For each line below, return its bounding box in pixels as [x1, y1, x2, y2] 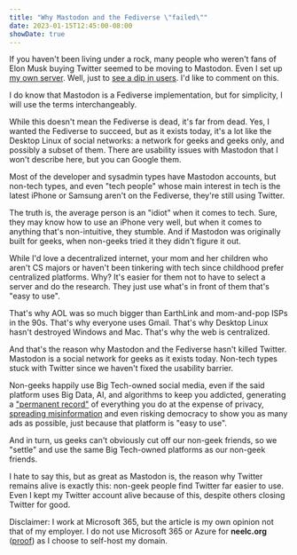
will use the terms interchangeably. [9, 99, 137, 110]
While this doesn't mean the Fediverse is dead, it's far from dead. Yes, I [9, 116, 270, 127]
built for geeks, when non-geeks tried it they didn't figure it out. [9, 236, 241, 247]
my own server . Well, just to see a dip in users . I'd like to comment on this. [9, 73, 279, 83]
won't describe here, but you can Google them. [9, 155, 182, 165]
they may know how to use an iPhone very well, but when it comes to [9, 217, 262, 227]
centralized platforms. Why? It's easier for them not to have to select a [9, 272, 266, 282]
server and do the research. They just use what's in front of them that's [9, 281, 270, 292]
